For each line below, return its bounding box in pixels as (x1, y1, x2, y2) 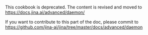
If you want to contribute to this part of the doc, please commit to (5, 19, 139, 25)
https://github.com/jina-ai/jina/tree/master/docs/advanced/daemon (5, 24, 143, 30)
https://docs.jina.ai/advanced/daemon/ (5, 9, 85, 15)
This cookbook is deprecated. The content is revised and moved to (5, 4, 143, 10)
